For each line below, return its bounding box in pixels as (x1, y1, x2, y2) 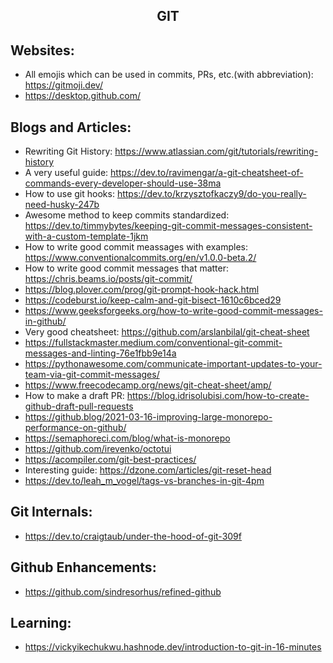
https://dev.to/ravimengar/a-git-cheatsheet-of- (110, 167, 304, 179)
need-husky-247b (24, 199, 100, 211)
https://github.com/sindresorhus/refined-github (24, 585, 222, 598)
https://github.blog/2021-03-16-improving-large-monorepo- (24, 411, 273, 423)
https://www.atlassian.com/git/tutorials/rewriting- (114, 145, 319, 158)
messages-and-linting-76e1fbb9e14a (24, 347, 177, 359)
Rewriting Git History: (24, 145, 113, 158)
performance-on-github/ (24, 422, 127, 434)
